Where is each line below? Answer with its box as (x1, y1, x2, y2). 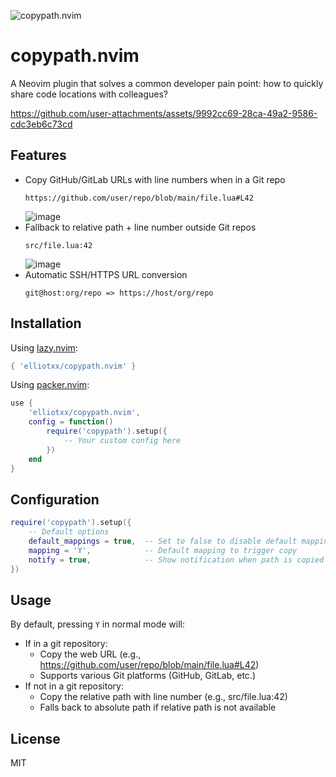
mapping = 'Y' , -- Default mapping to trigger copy (28, 545, 298, 555)
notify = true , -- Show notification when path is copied (28, 555, 325, 565)
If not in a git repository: (24, 680, 124, 692)
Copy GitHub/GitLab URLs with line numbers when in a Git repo (24, 173, 286, 185)
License (10, 730, 61, 747)
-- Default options (28, 527, 110, 537)
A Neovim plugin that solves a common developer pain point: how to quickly (10, 77, 324, 89)
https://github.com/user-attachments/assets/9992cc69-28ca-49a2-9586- (10, 107, 318, 119)
